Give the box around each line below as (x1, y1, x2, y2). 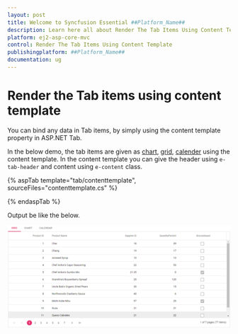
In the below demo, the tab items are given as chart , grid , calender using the (7, 147, 230, 156)
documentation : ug (7, 57, 62, 64)
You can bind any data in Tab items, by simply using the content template (7, 126, 221, 134)
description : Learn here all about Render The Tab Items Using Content (7, 26, 223, 33)
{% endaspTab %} (7, 197, 61, 205)
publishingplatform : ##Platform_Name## (7, 49, 125, 56)
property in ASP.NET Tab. (7, 133, 83, 142)
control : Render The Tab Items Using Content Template (7, 41, 173, 49)
